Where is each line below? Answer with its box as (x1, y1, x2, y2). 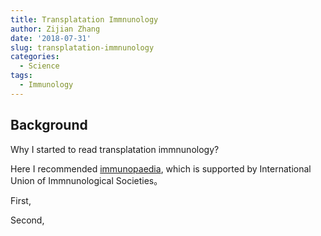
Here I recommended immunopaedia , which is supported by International (10, 162, 312, 175)
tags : (10, 71, 33, 81)
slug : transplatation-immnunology (10, 42, 155, 53)
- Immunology (19, 80, 74, 90)
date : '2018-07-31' (10, 33, 92, 43)
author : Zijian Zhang (10, 24, 101, 34)
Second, (10, 214, 45, 226)
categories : (10, 52, 60, 62)
